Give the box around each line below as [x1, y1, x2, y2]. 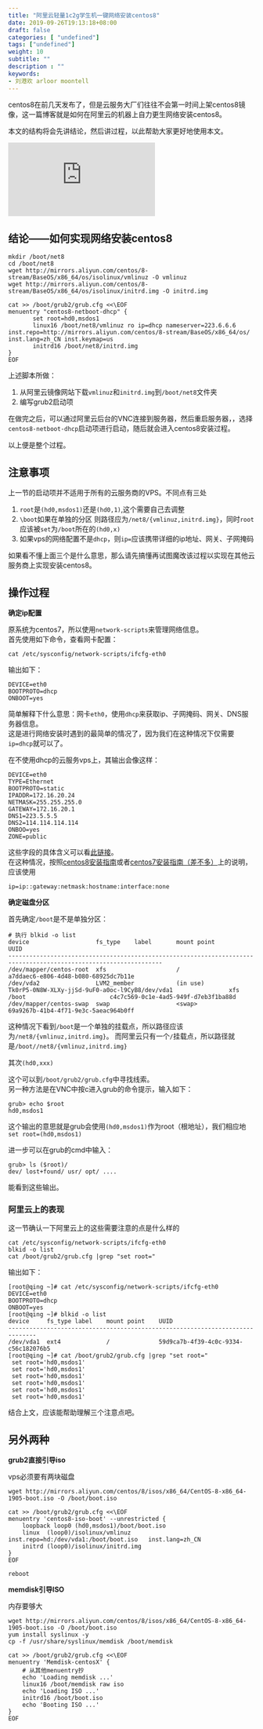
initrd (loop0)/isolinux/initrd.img [22, 1543, 142, 1551]
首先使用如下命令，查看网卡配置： [8, 634, 118, 644]
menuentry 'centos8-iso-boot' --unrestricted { [8, 1516, 167, 1523]
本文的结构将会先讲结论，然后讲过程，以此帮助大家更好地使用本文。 [8, 126, 228, 136]
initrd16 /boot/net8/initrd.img [32, 342, 139, 350]
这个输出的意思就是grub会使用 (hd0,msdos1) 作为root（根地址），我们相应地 [8, 1122, 247, 1131]
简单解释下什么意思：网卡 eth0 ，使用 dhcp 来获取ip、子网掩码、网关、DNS [8, 709, 242, 718]
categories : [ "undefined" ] [8, 33, 100, 42]
